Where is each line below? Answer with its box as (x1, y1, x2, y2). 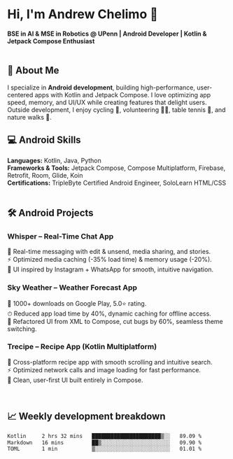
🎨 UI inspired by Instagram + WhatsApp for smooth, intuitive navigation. (7, 265, 214, 274)
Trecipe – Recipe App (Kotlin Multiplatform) (7, 342, 157, 352)
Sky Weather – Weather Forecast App (7, 283, 138, 292)
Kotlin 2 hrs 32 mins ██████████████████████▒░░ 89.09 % (7, 432, 202, 439)
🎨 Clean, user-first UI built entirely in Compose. (7, 376, 143, 384)
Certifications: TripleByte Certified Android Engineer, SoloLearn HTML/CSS (7, 178, 226, 187)
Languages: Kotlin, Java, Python (7, 156, 101, 164)
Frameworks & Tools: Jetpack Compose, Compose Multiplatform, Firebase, (7, 164, 226, 172)
